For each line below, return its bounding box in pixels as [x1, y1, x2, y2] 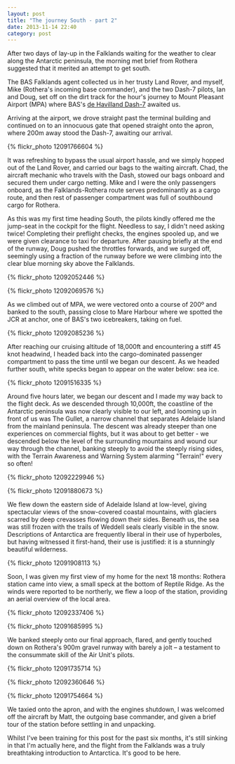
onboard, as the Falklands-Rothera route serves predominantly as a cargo [7, 186, 221, 194]
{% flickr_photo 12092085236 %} [7, 329, 105, 338]
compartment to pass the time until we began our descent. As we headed [7, 357, 220, 366]
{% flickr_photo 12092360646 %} [7, 678, 105, 687]
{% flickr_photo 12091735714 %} [7, 664, 102, 673]
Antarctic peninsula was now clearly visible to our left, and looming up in [7, 407, 217, 416]
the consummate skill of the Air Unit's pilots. [7, 651, 135, 659]
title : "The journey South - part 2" [7, 17, 118, 24]
